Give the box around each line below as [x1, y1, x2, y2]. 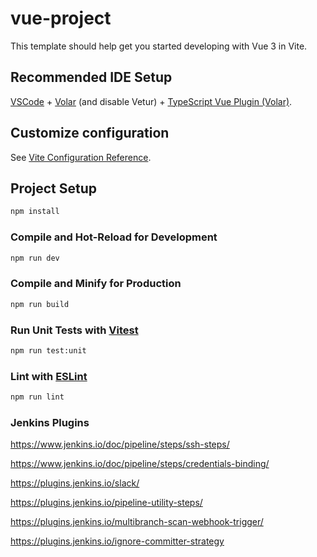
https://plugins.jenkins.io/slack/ [10, 477, 140, 489]
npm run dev [10, 253, 60, 263]
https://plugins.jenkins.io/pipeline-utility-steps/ [10, 497, 203, 509]
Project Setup [10, 180, 98, 197]
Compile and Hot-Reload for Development [10, 230, 218, 244]
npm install [10, 207, 60, 217]
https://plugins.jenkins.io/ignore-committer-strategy [10, 535, 225, 547]
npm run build [10, 299, 70, 309]
